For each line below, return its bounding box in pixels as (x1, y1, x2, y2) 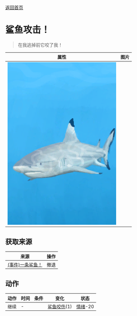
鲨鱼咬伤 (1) (47, 303, 72, 309)
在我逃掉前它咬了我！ (17, 42, 63, 48)
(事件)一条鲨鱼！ (7, 261, 42, 268)
